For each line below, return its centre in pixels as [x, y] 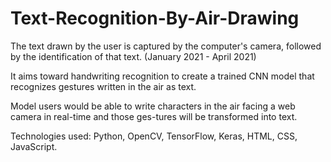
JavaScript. [34, 146]
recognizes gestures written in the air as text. [103, 86]
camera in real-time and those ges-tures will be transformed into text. [154, 116]
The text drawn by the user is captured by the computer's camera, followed [166, 46]
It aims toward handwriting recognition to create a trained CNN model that [162, 76]
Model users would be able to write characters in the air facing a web [153, 106]
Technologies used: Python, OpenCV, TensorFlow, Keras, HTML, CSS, [154, 136]
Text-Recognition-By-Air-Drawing [155, 18]
